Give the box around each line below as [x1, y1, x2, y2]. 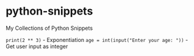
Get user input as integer [5, 43, 68, 50]
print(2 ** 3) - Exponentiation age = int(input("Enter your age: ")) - [5, 36, 189, 43]
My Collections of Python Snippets [5, 24, 93, 32]
